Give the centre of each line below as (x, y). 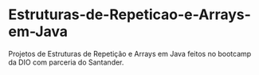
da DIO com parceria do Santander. (66, 62)
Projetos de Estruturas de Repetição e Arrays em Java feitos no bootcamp (130, 53)
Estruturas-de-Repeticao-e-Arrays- (129, 15)
